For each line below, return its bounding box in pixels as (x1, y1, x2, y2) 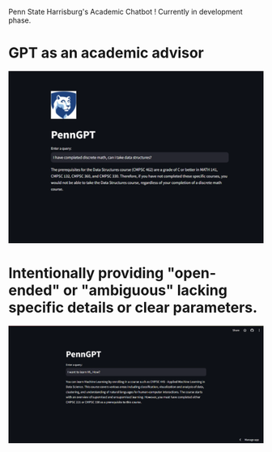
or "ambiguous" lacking (63, 281, 228, 300)
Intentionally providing (8, 264, 164, 283)
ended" (8, 281, 61, 300)
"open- (167, 264, 217, 283)
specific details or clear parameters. (8, 299, 257, 317)
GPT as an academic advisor (8, 44, 205, 62)
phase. (8, 15, 32, 25)
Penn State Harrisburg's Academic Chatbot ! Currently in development (8, 7, 243, 16)
